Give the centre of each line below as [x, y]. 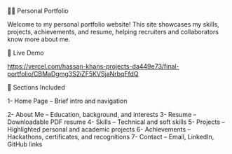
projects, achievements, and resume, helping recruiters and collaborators [113, 32]
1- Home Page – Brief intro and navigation [67, 101]
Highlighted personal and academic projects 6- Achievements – [99, 129]
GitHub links [25, 144]
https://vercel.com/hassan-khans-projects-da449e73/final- [94, 66]
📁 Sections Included [36, 87]
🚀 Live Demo [26, 53]
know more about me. [39, 39]
